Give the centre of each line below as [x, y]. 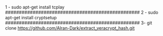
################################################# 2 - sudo [82, 12]
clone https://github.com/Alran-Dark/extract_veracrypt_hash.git [70, 28]
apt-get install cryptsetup [31, 18]
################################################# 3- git [79, 23]
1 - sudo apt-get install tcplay [35, 7]
